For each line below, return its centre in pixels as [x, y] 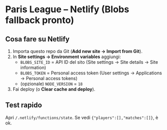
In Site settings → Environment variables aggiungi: [67, 57]
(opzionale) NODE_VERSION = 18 [51, 84]
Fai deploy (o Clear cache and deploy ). [54, 89]
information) [33, 68]
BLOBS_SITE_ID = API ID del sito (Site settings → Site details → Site [89, 62]
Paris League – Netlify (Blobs [67, 9]
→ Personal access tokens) [49, 78]
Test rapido [24, 105]
